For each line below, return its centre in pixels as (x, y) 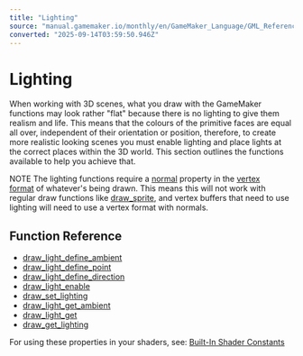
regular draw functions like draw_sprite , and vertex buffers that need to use (150, 198)
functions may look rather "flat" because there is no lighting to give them (144, 114)
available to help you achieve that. (73, 161)
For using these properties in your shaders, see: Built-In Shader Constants (147, 342)
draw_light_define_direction (73, 277)
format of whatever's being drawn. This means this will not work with (138, 188)
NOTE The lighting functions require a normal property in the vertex (135, 179)
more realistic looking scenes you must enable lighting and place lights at (146, 142)
